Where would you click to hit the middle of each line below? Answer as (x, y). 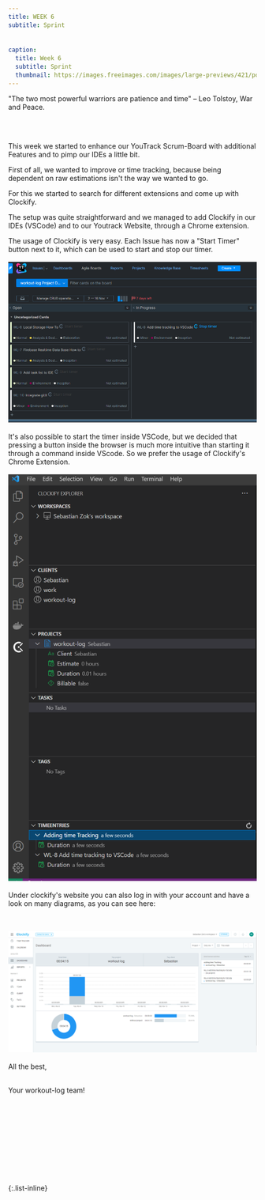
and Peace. (26, 107)
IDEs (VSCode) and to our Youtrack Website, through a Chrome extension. (129, 225)
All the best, (28, 1066)
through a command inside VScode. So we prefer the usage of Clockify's (127, 453)
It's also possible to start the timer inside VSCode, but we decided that (123, 436)
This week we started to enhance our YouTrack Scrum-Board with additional (132, 145)
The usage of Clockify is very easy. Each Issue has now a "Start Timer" (124, 240)
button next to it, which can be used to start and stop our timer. (111, 249)
